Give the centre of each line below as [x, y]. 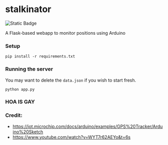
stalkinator [28, 9]
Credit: [14, 115]
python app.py [20, 89]
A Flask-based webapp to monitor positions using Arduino [65, 33]
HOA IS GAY [20, 102]
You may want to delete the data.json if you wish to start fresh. [71, 80]
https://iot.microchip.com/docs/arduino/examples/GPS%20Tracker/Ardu [88, 126]
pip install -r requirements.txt [40, 56]
